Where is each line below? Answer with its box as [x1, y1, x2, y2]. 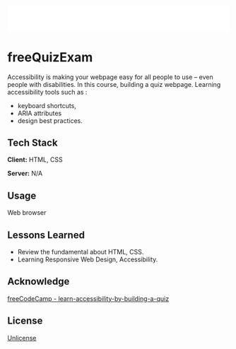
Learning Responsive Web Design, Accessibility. [17, 255, 158, 264]
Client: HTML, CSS [7, 155, 63, 164]
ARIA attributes [17, 109, 62, 117]
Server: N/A [7, 169, 43, 178]
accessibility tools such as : [7, 88, 88, 96]
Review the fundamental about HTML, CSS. [17, 247, 144, 256]
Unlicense [7, 333, 37, 342]
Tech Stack [7, 136, 58, 148]
